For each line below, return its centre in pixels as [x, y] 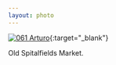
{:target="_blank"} [79, 38]
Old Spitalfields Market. [46, 52]
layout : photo [31, 15]
